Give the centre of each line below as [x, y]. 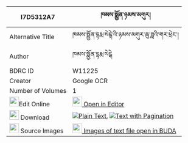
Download [35, 117]
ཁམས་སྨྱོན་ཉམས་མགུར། [125, 15]
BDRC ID [22, 71]
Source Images [42, 131]
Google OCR [90, 81]
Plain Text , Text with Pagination [126, 116]
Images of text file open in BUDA [130, 131]
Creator [20, 81]
